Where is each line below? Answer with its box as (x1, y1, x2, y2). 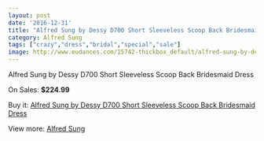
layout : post (8, 11, 51, 20)
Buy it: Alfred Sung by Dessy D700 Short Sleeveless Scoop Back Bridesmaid (8, 100, 255, 109)
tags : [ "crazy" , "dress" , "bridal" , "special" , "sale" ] (8, 41, 181, 49)
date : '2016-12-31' (8, 19, 72, 27)
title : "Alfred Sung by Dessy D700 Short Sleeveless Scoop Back (8, 26, 223, 34)
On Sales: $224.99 (8, 85, 70, 95)
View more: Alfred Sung (8, 124, 86, 133)
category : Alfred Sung (8, 33, 82, 42)
